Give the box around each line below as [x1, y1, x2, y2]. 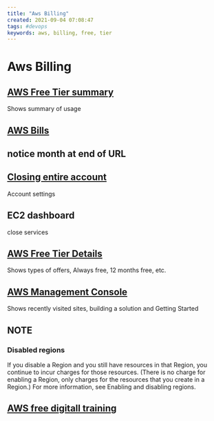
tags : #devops [7, 23, 48, 30]
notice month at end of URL [7, 148, 126, 160]
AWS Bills [7, 125, 50, 136]
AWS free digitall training [7, 402, 117, 414]
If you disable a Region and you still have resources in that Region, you [7, 360, 208, 369]
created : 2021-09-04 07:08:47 [7, 17, 94, 23]
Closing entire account [7, 172, 107, 183]
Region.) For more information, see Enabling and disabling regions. [7, 382, 196, 391]
